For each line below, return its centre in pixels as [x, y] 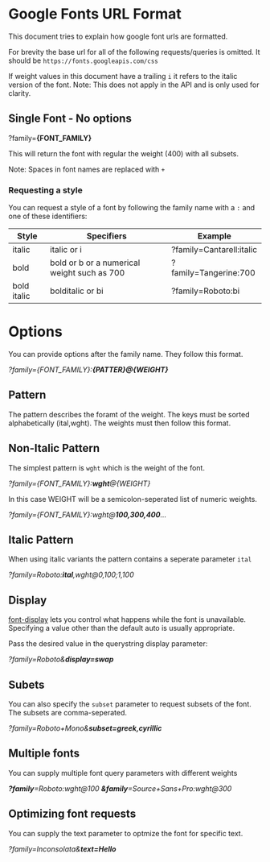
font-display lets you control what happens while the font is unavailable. [127, 620]
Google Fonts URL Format [95, 14]
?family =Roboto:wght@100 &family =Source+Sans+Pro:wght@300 [120, 788]
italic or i [65, 250]
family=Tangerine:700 [213, 273]
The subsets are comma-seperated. [67, 713]
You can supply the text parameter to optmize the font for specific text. [126, 833]
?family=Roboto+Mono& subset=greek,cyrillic [85, 728]
